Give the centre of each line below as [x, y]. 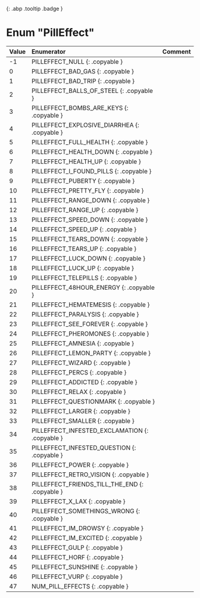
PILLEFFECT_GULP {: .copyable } [77, 547]
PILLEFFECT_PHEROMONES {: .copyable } [90, 333]
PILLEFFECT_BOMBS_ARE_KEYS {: [80, 108]
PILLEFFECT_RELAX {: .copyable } [79, 392]
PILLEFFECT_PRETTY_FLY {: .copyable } [88, 190]
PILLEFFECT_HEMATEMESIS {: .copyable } [91, 305]
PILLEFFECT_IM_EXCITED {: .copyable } [87, 538]
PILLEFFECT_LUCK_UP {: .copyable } [83, 268]
